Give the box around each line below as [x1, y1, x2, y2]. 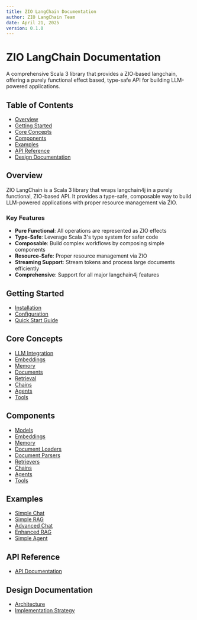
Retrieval [14, 374, 37, 382]
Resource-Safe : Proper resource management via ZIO [14, 252, 147, 259]
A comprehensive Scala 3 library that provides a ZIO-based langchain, [6, 70, 177, 78]
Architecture [14, 600, 46, 608]
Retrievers [14, 458, 40, 465]
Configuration [14, 310, 49, 317]
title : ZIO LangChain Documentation [6, 8, 96, 15]
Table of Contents [6, 100, 74, 110]
